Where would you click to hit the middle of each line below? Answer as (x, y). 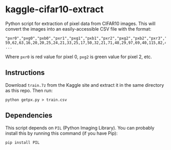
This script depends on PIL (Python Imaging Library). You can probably (80, 128)
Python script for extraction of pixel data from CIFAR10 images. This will (80, 23)
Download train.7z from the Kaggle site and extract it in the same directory (85, 85)
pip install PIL (22, 142)
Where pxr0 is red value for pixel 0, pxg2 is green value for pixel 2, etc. (79, 57)
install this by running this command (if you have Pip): (62, 133)
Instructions (25, 73)
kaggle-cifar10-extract (54, 9)
